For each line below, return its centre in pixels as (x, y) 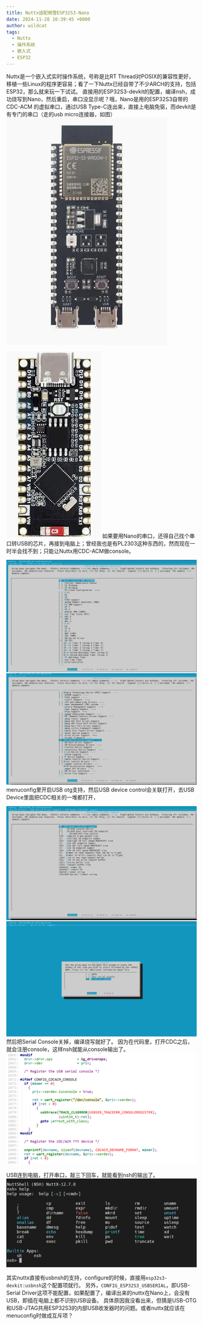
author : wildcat (27, 25)
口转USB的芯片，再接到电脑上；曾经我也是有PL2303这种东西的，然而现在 (98, 543)
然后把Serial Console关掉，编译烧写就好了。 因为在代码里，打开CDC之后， (100, 1041)
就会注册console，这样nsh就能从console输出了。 (67, 1049)
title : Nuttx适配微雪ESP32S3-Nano (48, 13)
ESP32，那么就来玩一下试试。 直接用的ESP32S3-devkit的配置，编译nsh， (98, 92)
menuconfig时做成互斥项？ (40, 1316)
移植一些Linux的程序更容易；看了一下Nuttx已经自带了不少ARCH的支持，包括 (101, 84)
